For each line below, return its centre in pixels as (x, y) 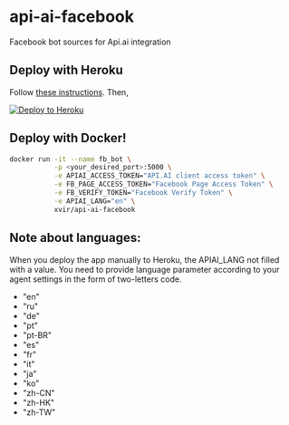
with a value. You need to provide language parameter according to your (144, 269)
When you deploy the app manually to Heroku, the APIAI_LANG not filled (144, 259)
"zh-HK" (39, 402)
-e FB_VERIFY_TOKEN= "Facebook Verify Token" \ (143, 193)
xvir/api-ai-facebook (95, 209)
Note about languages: (75, 238)
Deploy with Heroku (67, 70)
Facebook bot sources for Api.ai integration (90, 42)
